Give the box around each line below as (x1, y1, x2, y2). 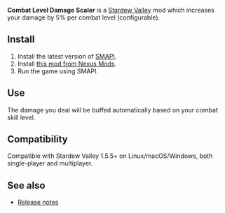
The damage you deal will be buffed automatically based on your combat (7, 105, 219, 114)
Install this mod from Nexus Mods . (17, 59, 117, 68)
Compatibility (7, 133, 68, 145)
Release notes (17, 198, 59, 207)
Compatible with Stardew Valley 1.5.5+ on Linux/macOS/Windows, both (7, 152, 213, 160)
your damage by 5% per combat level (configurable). (7, 13, 161, 22)
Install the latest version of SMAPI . (17, 52, 117, 60)
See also (7, 179, 46, 191)
